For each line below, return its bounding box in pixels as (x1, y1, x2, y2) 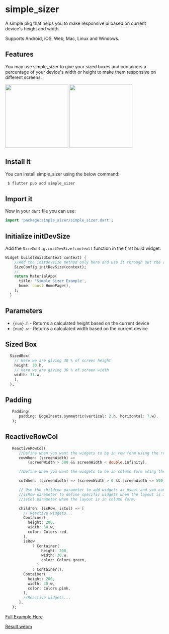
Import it (5, 195, 33, 203)
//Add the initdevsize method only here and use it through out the (14, 259, 161, 265)
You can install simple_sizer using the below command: (5, 171, 120, 177)
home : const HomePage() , (18, 283, 71, 289)
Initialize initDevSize (5, 232, 70, 241)
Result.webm (5, 623, 33, 629)
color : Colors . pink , (27, 585, 71, 591)
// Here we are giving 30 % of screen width (14, 368, 109, 373)
